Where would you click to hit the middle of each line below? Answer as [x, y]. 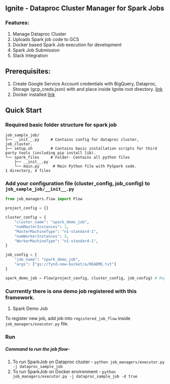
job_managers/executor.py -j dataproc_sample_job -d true [75, 376]
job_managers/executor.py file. [37, 324]
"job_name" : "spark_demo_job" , [47, 260]
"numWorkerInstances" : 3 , [42, 236]
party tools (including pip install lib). [51, 153]
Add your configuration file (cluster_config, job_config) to [78, 184]
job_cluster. [19, 144]
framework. [20, 297]
